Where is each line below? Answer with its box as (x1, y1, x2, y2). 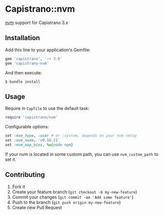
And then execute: (5, 70, 42, 75)
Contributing (5, 170, 45, 179)
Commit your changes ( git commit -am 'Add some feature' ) (12, 194, 134, 200)
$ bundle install (5, 79, 41, 84)
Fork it (12, 184, 25, 190)
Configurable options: (5, 124, 49, 130)
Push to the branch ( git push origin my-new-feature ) (12, 199, 121, 205)
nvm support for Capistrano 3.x (5, 20, 69, 25)
